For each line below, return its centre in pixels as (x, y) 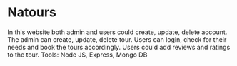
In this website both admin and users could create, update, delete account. (117, 32)
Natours (32, 12)
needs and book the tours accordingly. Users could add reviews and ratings (119, 47)
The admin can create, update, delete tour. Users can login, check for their (117, 39)
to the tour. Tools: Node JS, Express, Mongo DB (77, 55)
